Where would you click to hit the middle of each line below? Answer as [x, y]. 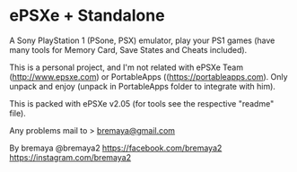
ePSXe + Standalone [87, 16]
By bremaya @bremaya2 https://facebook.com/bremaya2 [116, 148]
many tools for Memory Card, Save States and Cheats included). [128, 49]
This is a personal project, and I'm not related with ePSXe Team [127, 67]
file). [18, 113]
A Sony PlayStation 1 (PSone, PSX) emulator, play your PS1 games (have [142, 40]
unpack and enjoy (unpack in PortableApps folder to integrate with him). [143, 86]
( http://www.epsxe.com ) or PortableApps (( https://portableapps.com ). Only [149, 76]
